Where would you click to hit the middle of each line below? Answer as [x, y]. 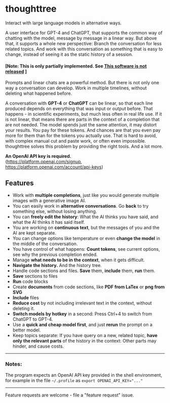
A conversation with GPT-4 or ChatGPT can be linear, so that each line [79, 103]
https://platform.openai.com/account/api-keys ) [54, 167]
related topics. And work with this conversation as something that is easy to [84, 49]
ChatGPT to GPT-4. [33, 319]
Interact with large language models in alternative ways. [63, 23]
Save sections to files [35, 276]
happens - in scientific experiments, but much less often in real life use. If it [83, 114]
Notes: [14, 364]
